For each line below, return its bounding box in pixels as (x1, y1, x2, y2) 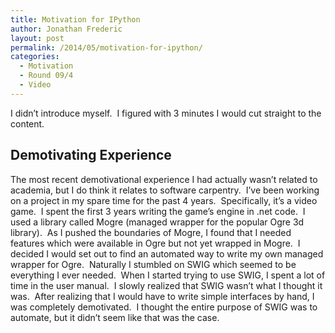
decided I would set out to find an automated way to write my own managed (10, 247, 324, 260)
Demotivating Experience (10, 147, 172, 164)
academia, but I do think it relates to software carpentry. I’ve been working (10, 184, 320, 196)
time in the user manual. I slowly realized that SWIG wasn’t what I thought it (10, 279, 323, 291)
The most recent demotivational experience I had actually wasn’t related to (10, 173, 318, 185)
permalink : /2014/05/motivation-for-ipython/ (10, 42, 203, 53)
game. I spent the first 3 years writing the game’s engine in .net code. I (10, 205, 306, 217)
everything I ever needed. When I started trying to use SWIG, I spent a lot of (10, 269, 326, 281)
